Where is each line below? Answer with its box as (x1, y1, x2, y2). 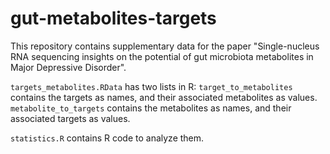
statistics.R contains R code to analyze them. (10, 132, 205, 144)
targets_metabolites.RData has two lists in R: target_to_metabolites (10, 80, 293, 92)
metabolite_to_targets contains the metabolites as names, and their (10, 102, 292, 114)
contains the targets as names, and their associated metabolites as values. (10, 91, 318, 103)
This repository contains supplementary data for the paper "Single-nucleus (10, 40, 320, 52)
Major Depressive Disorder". (10, 61, 127, 73)
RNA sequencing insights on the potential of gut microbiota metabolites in (10, 50, 314, 62)
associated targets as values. (10, 112, 131, 124)
